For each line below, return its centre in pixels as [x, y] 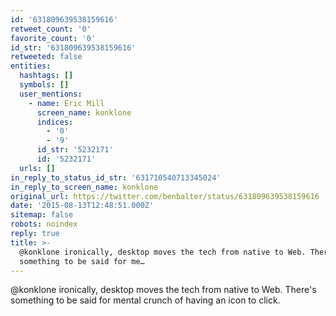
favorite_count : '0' [53, 38]
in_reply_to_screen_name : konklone [84, 187]
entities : [31, 66]
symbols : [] [44, 85]
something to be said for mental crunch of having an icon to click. [145, 300]
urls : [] [37, 168]
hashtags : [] [46, 76]
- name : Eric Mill [66, 103]
